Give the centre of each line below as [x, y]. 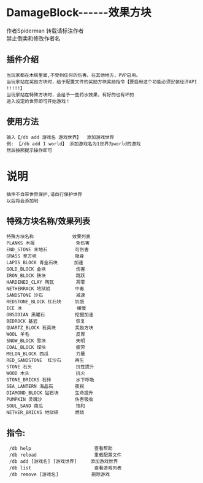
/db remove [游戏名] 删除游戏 [59, 475]
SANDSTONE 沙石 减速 [46, 295]
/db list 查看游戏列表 [65, 468]
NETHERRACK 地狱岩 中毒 [45, 289]
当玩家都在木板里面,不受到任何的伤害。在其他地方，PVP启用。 [74, 75]
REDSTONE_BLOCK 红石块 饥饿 [45, 302]
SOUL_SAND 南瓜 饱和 [46, 406]
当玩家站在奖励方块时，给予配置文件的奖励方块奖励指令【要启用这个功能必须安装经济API [102, 82]
